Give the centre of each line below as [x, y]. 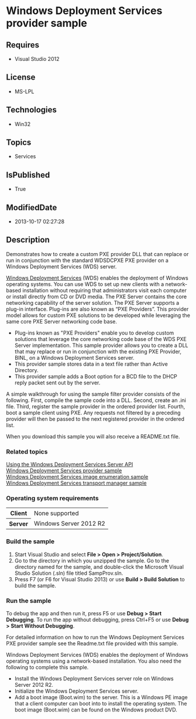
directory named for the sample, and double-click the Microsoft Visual [99, 567]
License [21, 77]
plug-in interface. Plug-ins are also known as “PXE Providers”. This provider [97, 309]
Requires [23, 45]
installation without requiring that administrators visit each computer [105, 290]
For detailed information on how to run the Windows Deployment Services [95, 638]
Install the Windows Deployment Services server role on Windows [94, 679]
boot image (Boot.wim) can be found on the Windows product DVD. [96, 710]
